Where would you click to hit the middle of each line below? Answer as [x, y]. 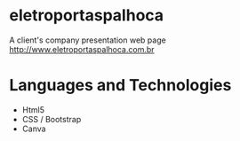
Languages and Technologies [120, 86]
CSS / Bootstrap [52, 119]
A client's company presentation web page [88, 40]
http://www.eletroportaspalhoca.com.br [82, 49]
